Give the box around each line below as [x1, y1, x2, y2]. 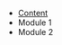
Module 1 [17, 17, 52, 28]
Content [17, 8, 49, 18]
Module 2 [17, 27, 54, 37]
